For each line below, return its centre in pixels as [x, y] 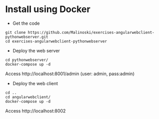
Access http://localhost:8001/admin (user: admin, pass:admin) [70, 74]
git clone [16, 32]
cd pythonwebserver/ [27, 60]
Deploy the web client [35, 83]
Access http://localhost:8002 [36, 111]
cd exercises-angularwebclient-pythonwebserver [56, 41]
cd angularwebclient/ [28, 97]
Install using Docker [48, 9]
